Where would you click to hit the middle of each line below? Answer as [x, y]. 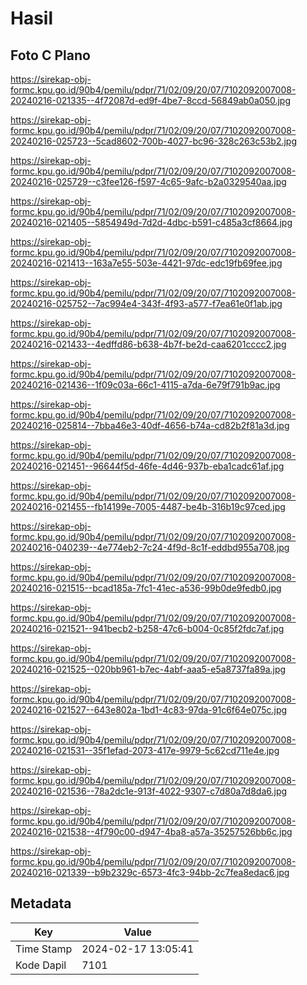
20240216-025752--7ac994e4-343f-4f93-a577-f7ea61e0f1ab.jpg [146, 303]
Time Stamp [44, 949]
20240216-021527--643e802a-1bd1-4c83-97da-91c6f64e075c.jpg [149, 710]
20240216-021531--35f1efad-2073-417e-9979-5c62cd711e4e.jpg [145, 750]
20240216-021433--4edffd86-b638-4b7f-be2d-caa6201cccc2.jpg [148, 344]
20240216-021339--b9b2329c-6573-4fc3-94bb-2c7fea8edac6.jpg [150, 872]
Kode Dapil [41, 965]
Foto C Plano [50, 55]
